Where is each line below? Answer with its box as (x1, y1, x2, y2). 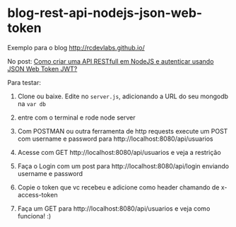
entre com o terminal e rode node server (17, 113, 136, 122)
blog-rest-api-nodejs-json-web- (7, 5, 203, 21)
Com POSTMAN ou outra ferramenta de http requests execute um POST (17, 127, 228, 135)
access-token (17, 190, 58, 199)
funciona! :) (17, 211, 52, 220)
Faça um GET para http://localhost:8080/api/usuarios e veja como (17, 204, 211, 213)
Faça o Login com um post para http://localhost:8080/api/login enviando (17, 161, 230, 170)
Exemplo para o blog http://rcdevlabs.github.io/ (7, 43, 145, 52)
